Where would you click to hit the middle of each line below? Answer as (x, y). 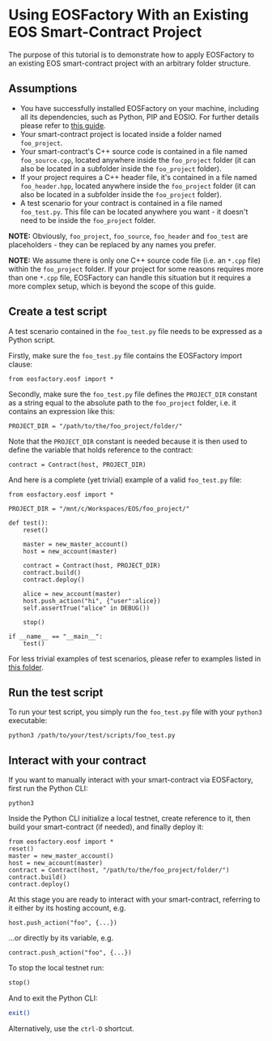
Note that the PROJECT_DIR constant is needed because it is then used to (128, 441)
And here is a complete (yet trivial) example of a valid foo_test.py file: (125, 479)
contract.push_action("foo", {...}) (70, 953)
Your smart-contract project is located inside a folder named (121, 134)
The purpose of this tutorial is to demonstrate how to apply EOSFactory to (132, 54)
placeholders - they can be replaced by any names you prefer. (112, 244)
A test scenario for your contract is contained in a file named (121, 203)
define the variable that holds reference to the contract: (101, 450)
